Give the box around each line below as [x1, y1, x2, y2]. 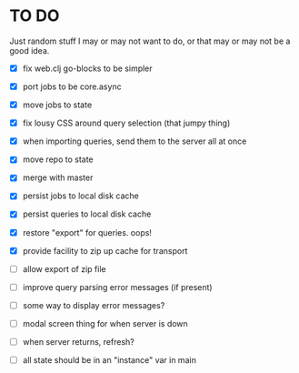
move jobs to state [22, 99, 93, 110]
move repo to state [22, 154, 94, 165]
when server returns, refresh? [22, 336, 135, 347]
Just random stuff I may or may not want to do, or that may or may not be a [9, 35, 291, 46]
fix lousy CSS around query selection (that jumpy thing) [22, 117, 231, 128]
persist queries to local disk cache [22, 208, 152, 219]
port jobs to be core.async [22, 81, 122, 92]
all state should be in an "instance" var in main [22, 354, 197, 365]
